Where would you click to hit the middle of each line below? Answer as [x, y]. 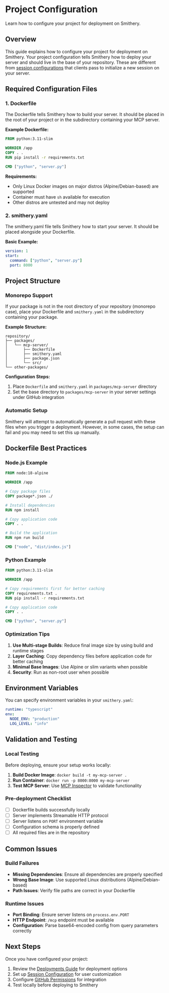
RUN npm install [22, 510]
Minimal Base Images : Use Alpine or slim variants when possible [80, 667]
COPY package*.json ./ [29, 496]
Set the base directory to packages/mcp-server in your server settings [84, 392]
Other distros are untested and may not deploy [61, 202]
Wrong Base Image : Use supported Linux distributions [69, 879]
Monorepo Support [29, 295]
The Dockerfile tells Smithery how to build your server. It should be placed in [85, 115]
